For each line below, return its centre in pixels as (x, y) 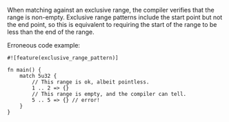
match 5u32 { (38, 76)
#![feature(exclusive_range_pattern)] (63, 58)
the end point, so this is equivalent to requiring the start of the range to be (112, 24)
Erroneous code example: (44, 45)
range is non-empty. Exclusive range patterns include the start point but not (115, 17)
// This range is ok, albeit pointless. (91, 82)
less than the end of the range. (51, 32)
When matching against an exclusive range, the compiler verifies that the (111, 10)
